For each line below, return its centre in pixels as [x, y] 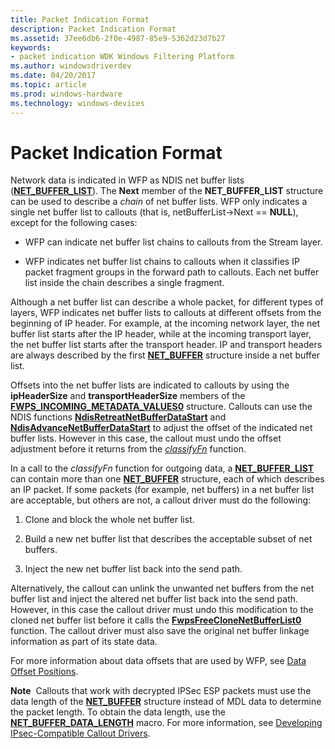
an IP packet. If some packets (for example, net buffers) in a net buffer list [162, 490]
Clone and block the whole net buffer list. [109, 520]
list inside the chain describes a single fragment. [124, 283]
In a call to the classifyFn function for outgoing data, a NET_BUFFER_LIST [162, 468]
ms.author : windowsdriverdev [71, 66]
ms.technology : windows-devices [77, 103]
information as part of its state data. [84, 642]
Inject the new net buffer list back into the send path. [133, 569]
